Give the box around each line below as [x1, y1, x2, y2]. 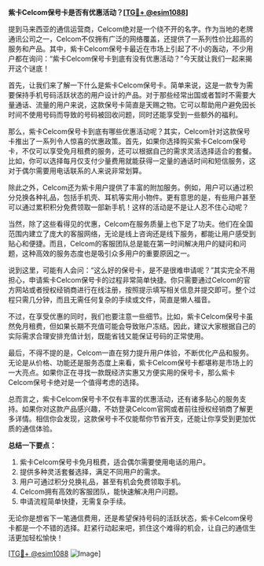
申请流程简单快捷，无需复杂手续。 [19, 497, 130, 506]
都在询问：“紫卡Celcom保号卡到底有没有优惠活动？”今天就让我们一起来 [14, 54, 246, 63]
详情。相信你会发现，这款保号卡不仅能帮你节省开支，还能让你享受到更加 [14, 414, 249, 424]
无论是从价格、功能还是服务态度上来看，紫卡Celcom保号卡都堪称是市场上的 [8, 358, 254, 367]
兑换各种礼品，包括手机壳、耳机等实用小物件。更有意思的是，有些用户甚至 [14, 193, 256, 202]
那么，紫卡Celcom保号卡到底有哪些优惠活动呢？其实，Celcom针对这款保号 [8, 127, 251, 136]
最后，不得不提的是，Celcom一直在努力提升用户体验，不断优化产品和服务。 [8, 348, 254, 357]
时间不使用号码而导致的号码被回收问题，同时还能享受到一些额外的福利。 [8, 110, 242, 119]
